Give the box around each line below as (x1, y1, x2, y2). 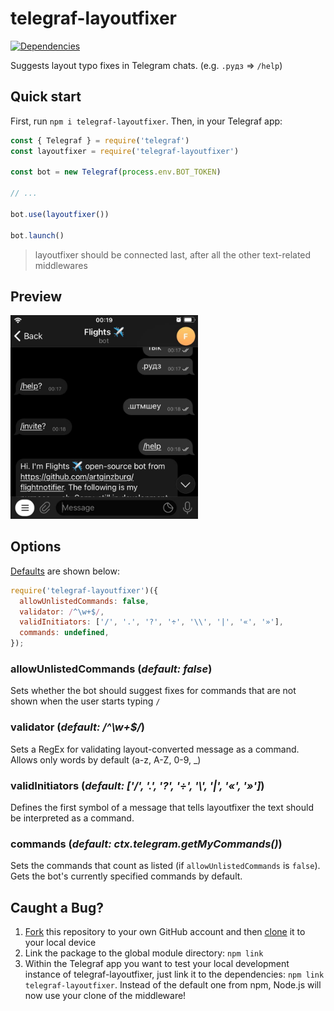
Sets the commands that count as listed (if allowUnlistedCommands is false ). (10, 860, 321, 872)
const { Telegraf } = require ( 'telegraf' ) (10, 135, 190, 146)
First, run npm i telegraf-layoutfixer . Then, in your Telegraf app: (10, 115, 283, 127)
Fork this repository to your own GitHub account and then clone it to (24, 926, 306, 938)
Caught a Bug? (10, 899, 104, 916)
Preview (10, 288, 63, 305)
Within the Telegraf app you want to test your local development (24, 958, 290, 970)
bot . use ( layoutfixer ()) (10, 209, 110, 219)
